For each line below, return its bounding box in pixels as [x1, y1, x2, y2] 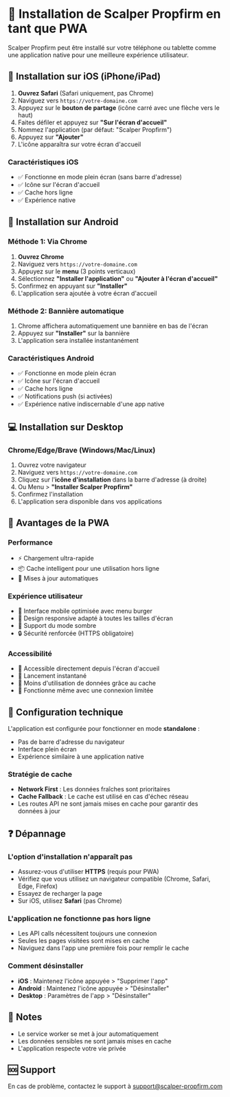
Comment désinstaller [8, 961, 84, 971]
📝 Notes [8, 1011, 43, 1023]
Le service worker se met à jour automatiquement [17, 1030, 159, 1038]
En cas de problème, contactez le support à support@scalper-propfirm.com [8, 1082, 222, 1091]
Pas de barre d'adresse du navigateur [17, 738, 125, 746]
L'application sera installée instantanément [17, 337, 139, 345]
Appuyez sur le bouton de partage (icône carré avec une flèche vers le [17, 103, 220, 112]
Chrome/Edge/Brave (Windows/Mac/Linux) [8, 445, 156, 455]
